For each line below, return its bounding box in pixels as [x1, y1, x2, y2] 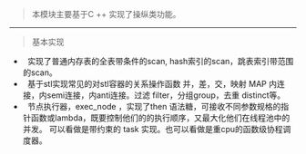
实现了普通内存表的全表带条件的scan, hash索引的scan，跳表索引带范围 [26, 56, 294, 66]
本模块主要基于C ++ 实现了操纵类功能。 [31, 9, 181, 19]
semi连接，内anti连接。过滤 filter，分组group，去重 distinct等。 [46, 90, 286, 101]
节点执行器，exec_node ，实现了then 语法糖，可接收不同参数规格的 [26, 101, 281, 111]
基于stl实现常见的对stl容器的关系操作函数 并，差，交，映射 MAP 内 [26, 79, 278, 89]
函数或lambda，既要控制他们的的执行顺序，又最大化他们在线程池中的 [30, 112, 291, 123]
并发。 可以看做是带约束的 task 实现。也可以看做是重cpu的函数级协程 [22, 124, 284, 134]
